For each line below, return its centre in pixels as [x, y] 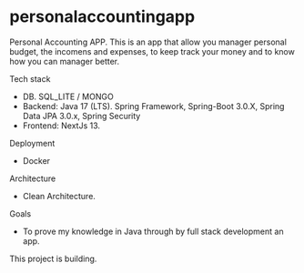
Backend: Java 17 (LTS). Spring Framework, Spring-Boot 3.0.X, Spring [153, 106]
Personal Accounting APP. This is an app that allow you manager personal [148, 42]
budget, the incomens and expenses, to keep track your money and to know [152, 51]
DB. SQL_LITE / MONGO [68, 96]
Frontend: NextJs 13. [61, 126]
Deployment [32, 143]
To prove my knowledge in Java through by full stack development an [153, 231]
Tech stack [30, 78]
